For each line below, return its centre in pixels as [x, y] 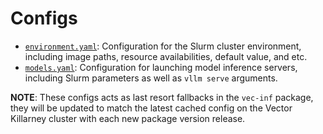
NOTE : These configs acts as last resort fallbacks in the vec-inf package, [162, 97]
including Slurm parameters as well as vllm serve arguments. [151, 78]
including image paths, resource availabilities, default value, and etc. [166, 56]
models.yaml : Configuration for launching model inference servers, [161, 67]
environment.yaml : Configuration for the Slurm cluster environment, [163, 46]
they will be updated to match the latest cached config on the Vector [151, 108]
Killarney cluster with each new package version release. [128, 118]
